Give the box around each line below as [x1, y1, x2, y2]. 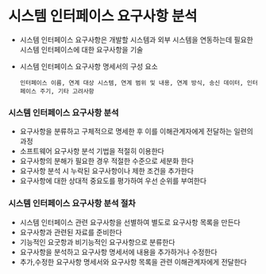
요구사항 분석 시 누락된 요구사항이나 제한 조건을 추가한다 [19, 166, 195, 176]
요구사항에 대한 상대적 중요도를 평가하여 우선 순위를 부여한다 [19, 176, 207, 186]
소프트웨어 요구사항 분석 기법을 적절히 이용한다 [19, 147, 164, 156]
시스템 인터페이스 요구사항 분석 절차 [8, 198, 137, 209]
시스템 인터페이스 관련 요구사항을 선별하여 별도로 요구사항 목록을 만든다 [19, 217, 241, 226]
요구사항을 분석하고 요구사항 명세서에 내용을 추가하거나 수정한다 [19, 247, 218, 257]
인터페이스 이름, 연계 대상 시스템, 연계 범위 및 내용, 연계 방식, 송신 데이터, [19, 78, 244, 87]
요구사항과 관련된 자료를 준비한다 [19, 227, 122, 237]
